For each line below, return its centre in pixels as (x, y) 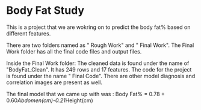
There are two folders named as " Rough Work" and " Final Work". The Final (100, 45)
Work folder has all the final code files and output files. (74, 51)
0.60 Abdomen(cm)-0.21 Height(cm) (50, 100)
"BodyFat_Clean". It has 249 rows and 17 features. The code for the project (99, 69)
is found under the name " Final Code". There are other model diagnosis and (101, 76)
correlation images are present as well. (54, 82)
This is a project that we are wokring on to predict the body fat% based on (98, 27)
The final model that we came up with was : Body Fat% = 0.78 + (86, 94)
